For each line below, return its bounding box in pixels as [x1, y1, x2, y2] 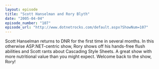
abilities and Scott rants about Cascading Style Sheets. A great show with [5, 49, 152, 55]
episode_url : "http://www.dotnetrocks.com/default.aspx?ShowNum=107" [5, 25, 149, 30]
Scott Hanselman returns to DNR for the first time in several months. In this [5, 38, 154, 44]
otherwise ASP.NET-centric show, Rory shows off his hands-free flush [5, 43, 145, 49]
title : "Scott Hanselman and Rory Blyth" [5, 12, 90, 16]
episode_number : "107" [5, 20, 51, 26]
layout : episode [5, 7, 38, 12]
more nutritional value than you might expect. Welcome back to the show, [5, 54, 152, 59]
